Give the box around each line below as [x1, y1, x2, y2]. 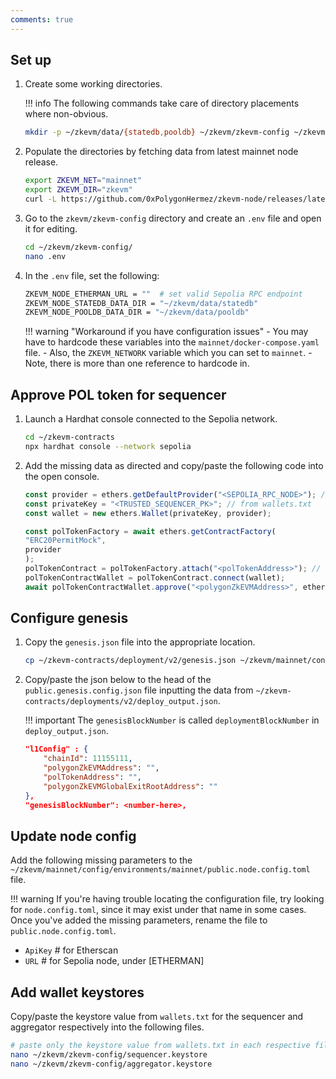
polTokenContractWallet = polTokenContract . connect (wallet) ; [24, 572, 286, 583]
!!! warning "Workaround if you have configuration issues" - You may [24, 326, 309, 338]
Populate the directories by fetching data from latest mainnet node [24, 146, 299, 158]
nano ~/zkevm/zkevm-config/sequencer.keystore [10, 1049, 208, 1060]
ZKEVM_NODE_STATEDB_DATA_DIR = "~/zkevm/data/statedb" [24, 298, 259, 308]
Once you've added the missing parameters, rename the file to [10, 914, 268, 926]
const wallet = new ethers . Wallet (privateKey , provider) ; [24, 508, 272, 518]
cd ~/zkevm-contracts [24, 432, 115, 443]
